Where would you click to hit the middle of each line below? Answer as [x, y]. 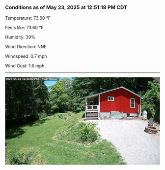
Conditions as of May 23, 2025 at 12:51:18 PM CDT [66, 7]
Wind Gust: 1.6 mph [25, 66]
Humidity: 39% [20, 37]
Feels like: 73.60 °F [24, 28]
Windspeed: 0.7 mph [26, 56]
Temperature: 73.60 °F [28, 18]
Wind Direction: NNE [26, 47]
